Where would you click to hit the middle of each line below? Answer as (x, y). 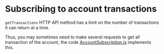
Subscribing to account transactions (81, 9)
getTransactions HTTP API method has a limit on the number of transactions (82, 22)
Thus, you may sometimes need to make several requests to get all (72, 37)
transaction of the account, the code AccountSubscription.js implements (78, 42)
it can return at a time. (27, 27)
